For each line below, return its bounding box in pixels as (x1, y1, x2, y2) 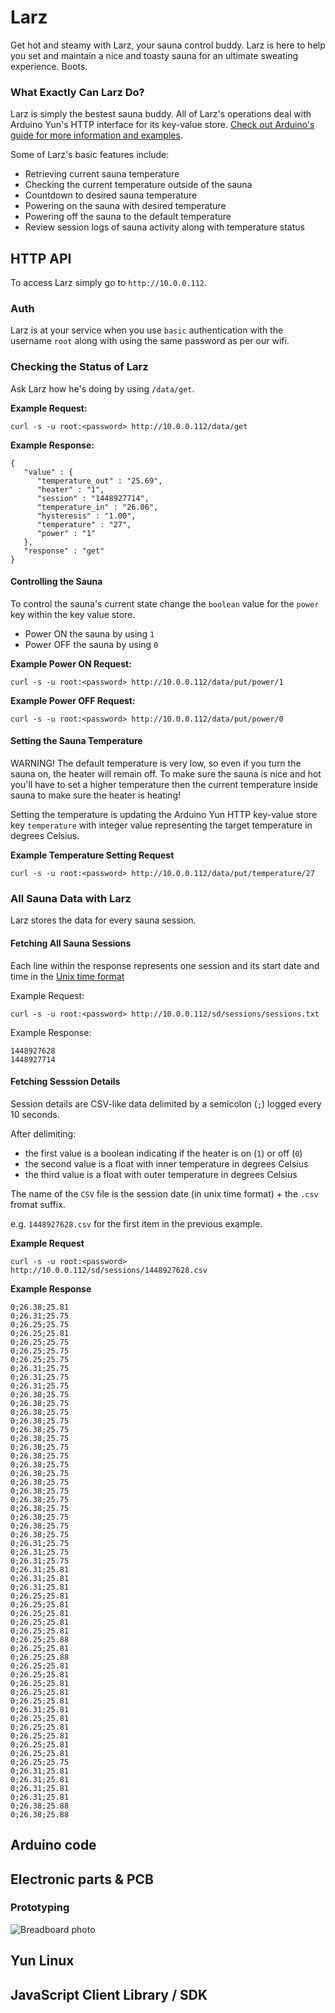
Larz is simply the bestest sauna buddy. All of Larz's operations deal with (10, 108, 312, 120)
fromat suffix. (10, 1198, 66, 1210)
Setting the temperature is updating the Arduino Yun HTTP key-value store (10, 809, 318, 821)
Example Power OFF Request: (10, 694, 136, 706)
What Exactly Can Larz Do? (10, 85, 145, 99)
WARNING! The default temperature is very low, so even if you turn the (10, 757, 302, 770)
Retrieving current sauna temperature (24, 168, 180, 180)
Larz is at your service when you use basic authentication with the (10, 324, 284, 336)
